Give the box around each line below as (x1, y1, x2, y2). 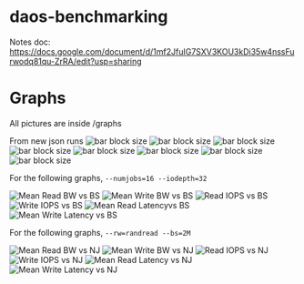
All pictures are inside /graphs (9, 117, 122, 128)
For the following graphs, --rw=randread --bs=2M (9, 227, 191, 238)
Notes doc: (9, 36, 51, 47)
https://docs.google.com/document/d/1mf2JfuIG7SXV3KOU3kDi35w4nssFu (9, 46, 295, 56)
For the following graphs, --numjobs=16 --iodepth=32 (9, 172, 208, 183)
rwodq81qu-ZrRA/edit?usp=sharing (9, 56, 143, 66)
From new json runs (9, 135, 84, 147)
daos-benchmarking (9, 6, 168, 27)
